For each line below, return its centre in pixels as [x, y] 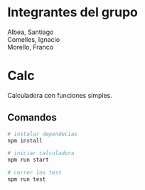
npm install [25, 140]
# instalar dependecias [43, 134]
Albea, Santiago [31, 32]
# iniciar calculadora [41, 153]
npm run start [28, 160]
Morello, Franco [31, 47]
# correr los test [34, 173]
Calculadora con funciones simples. [60, 95]
